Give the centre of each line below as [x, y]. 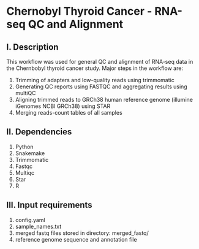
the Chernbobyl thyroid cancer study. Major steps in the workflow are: [95, 68]
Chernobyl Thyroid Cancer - [79, 11]
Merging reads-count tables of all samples [69, 113]
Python [24, 147]
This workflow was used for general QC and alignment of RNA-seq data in [100, 62]
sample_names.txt [38, 226]
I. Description [32, 47]
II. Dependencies [39, 132]
